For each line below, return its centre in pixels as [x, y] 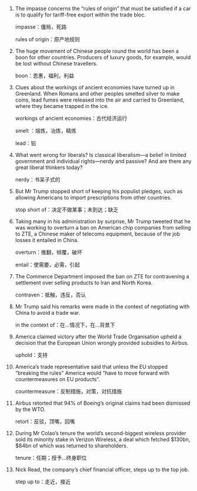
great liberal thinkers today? [49, 167]
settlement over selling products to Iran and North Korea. [84, 283]
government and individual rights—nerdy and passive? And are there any [103, 161]
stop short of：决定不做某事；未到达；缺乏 [67, 210]
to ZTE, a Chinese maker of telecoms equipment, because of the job [98, 234]
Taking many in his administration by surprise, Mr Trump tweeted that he [103, 221]
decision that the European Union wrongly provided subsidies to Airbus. [102, 343]
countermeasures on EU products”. [57, 379]
